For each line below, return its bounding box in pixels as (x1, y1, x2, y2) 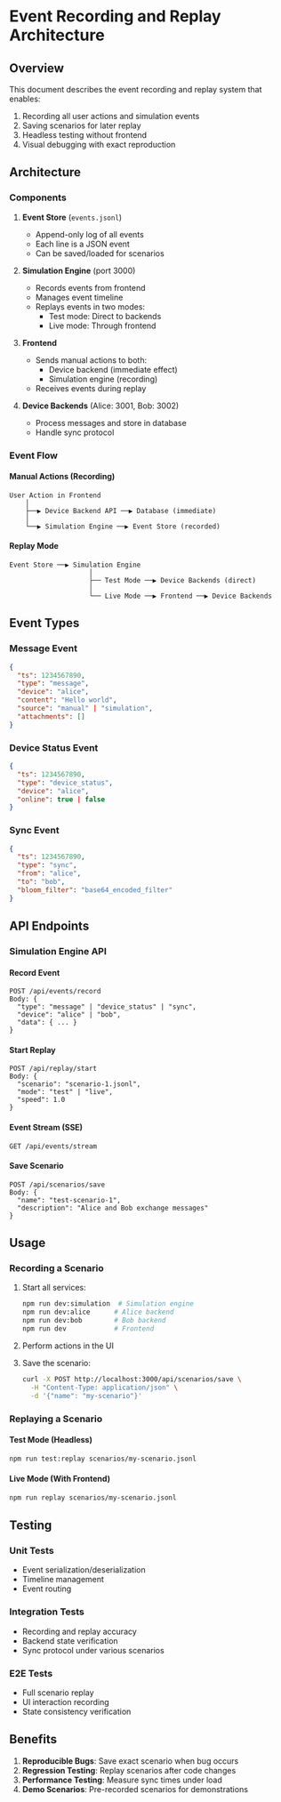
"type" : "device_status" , (17, 778, 114, 787)
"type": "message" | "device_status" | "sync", (17, 1002, 197, 1011)
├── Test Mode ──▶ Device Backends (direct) (88, 576, 256, 585)
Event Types (9, 615, 80, 631)
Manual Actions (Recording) (9, 471, 116, 482)
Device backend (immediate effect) (48, 364, 178, 374)
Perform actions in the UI (21, 1340, 114, 1351)
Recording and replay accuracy (21, 1626, 138, 1637)
